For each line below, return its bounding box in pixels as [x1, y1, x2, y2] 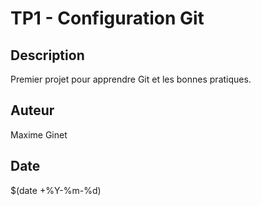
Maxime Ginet [10, 128, 68, 141]
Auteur [10, 102, 55, 119]
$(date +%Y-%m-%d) [10, 184, 102, 196]
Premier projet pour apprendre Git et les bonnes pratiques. [10, 73, 252, 85]
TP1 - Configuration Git [10, 7, 205, 30]
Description [10, 47, 85, 64]
